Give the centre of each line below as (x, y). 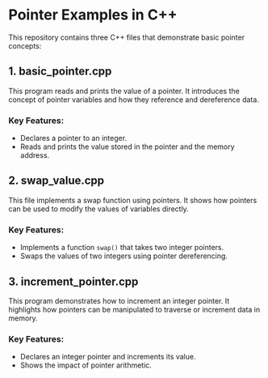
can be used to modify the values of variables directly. (99, 209)
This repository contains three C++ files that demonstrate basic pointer (126, 37)
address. (35, 155)
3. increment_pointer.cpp (73, 281)
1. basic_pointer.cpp (60, 72)
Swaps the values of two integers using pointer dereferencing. (124, 256)
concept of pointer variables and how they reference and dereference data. (134, 100)
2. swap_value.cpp (57, 181)
